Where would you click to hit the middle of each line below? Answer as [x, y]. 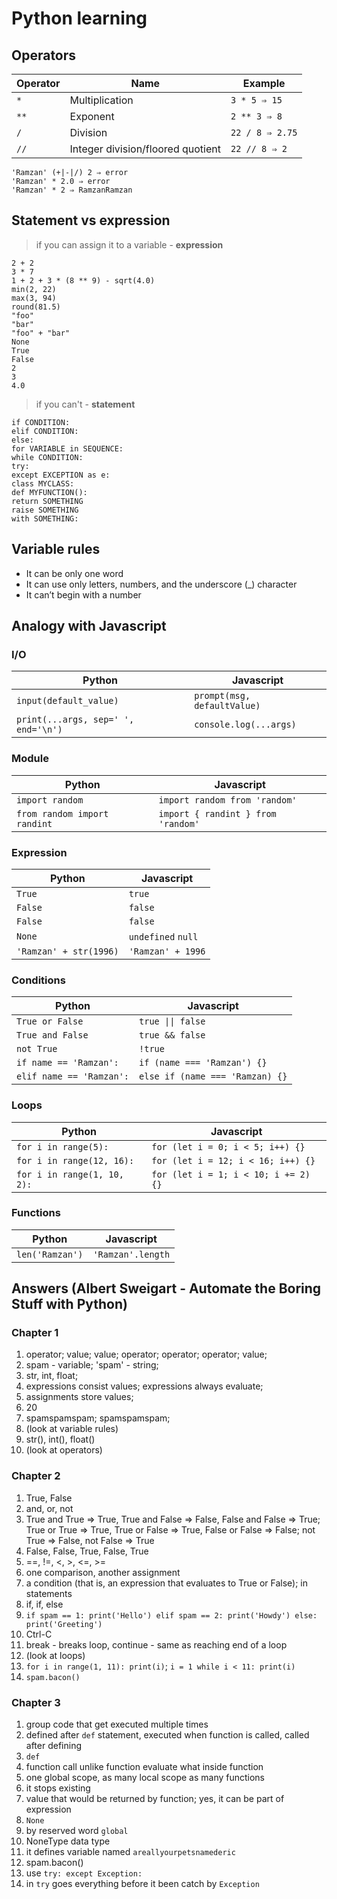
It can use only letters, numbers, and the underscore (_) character [161, 584]
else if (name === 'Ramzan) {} [213, 1076]
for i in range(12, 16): [75, 1160]
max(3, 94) [34, 298]
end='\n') [39, 730]
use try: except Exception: [84, 1873]
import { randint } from [217, 813]
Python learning [79, 18]
